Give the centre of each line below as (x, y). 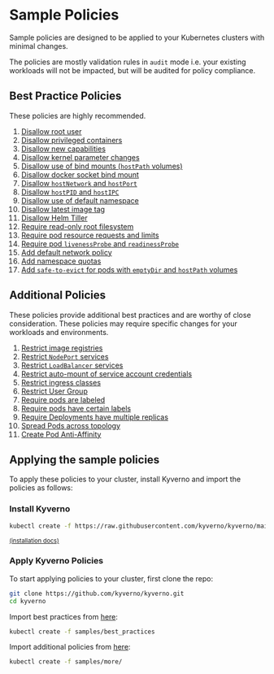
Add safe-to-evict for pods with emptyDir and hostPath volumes (129, 269)
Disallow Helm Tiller (54, 218)
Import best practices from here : (64, 616)
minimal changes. (39, 46)
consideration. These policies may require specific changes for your (124, 324)
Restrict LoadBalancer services (72, 365)
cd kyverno (28, 601)
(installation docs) (34, 541)
